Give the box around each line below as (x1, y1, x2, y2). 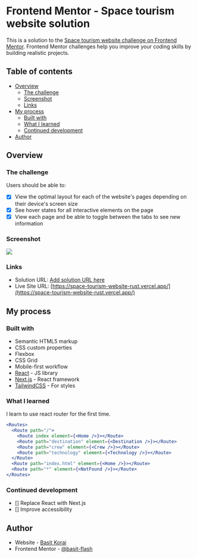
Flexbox (14, 350, 35, 357)
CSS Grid (14, 356, 37, 364)
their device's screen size (14, 200, 79, 207)
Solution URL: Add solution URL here (14, 276, 105, 284)
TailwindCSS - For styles (14, 382, 76, 389)
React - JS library (14, 369, 58, 376)
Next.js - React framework (14, 376, 80, 383)
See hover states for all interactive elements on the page (14, 206, 154, 213)
